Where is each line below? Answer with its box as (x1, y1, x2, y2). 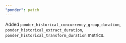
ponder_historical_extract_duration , (5, 26, 84, 33)
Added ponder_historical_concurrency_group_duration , (5, 21, 121, 27)
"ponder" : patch (5, 7, 39, 13)
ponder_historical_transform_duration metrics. (5, 32, 105, 38)
